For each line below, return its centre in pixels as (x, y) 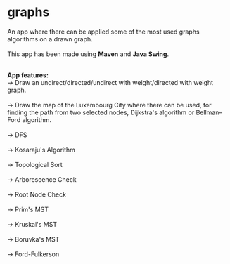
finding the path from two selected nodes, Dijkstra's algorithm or (101, 112)
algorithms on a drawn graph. (50, 39)
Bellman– (209, 112)
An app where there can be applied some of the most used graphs (103, 32)
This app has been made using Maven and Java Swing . (88, 54)
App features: (28, 75)
